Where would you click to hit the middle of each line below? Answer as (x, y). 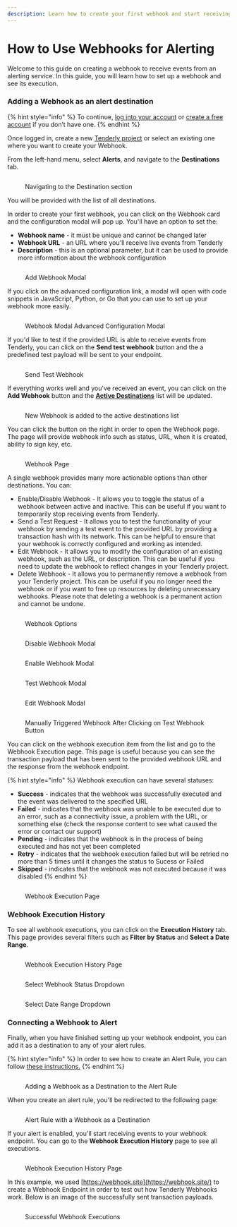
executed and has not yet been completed (79, 846)
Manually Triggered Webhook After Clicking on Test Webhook (115, 723)
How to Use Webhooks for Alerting (111, 48)
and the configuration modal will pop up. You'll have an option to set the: (113, 221)
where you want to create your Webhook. (67, 145)
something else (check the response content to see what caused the (117, 823)
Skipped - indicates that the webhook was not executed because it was (122, 869)
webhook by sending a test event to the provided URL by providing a (117, 528)
